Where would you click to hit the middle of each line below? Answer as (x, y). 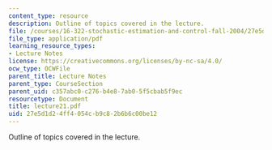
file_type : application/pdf (56, 39)
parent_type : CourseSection (56, 84)
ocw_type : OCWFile (39, 69)
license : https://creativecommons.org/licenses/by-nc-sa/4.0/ (115, 62)
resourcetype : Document (49, 99)
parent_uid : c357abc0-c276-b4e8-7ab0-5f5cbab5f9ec (96, 91)
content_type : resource (49, 16)
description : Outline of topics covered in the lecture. (106, 24)
